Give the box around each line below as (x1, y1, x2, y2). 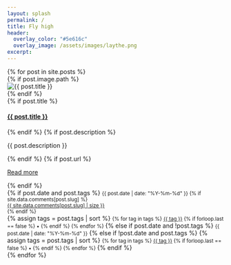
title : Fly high (7, 23, 54, 30)
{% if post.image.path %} (7, 75, 79, 83)
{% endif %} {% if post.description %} (7, 128, 116, 137)
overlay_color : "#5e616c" (13, 36, 88, 43)
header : (7, 29, 30, 37)
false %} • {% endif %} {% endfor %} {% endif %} (7, 244, 132, 252)
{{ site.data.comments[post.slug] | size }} (7, 202, 105, 209)
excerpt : (7, 49, 32, 56)
